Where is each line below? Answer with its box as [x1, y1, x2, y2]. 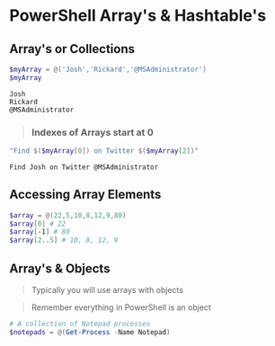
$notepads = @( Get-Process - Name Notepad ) [9, 327, 171, 337]
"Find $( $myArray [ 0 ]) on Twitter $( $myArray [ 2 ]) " [9, 146, 200, 155]
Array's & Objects [9, 261, 111, 276]
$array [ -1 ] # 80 [9, 227, 70, 236]
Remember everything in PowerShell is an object [31, 302, 211, 313]
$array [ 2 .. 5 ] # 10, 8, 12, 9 [9, 235, 119, 245]
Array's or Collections [9, 41, 135, 57]
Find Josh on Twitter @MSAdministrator [9, 163, 159, 172]
